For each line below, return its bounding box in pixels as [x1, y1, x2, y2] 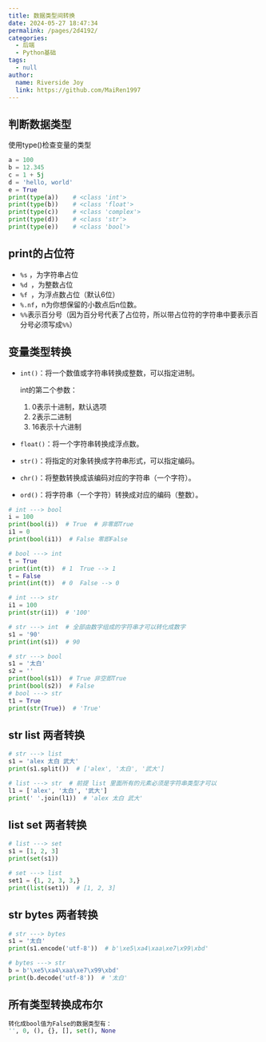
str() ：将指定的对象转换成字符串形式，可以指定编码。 [19, 456, 200, 466]
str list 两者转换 [8, 728, 85, 742]
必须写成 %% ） [34, 319, 77, 329]
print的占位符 [8, 247, 75, 260]
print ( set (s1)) [8, 855, 59, 863]
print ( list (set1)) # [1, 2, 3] [8, 884, 116, 892]
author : [8, 71, 34, 79]
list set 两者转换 [8, 818, 87, 832]
